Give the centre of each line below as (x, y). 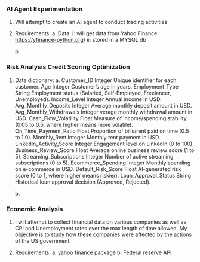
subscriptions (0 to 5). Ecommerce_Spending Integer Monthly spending (103, 163)
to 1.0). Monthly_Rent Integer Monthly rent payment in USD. (87, 137)
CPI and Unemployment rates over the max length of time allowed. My (101, 228)
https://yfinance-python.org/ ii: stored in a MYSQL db (80, 40)
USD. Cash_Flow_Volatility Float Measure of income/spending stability (101, 118)
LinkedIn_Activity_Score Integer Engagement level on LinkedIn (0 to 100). (104, 144)
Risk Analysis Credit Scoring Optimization (68, 67)
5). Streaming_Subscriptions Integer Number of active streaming (94, 156)
